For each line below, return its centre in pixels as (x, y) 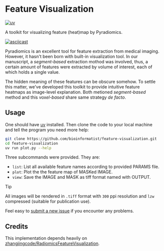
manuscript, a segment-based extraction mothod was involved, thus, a (77, 61)
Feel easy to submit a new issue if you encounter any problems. (69, 211)
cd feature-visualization (31, 143)
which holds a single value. (32, 72)
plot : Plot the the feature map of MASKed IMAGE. (62, 172)
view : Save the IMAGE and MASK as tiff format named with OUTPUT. (82, 177)
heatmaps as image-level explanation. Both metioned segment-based (76, 92)
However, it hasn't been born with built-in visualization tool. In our (72, 56)
